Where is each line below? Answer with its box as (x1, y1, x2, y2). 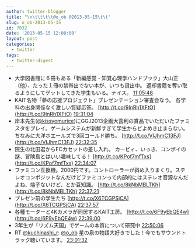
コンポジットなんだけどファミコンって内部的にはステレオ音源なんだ (25, 173, 189, 180)
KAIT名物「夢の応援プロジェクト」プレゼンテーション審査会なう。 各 (14, 96, 181, 103)
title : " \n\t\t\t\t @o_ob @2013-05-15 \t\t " (6, 14, 111, 20)
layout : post (6, 36, 38, 42)
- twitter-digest (11, 57, 54, 63)
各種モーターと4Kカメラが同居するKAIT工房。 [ (14, 208, 129, 215)
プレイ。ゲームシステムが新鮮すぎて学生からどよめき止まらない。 (30, 124, 189, 132)
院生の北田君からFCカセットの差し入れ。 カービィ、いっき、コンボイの (14, 145, 187, 152)
